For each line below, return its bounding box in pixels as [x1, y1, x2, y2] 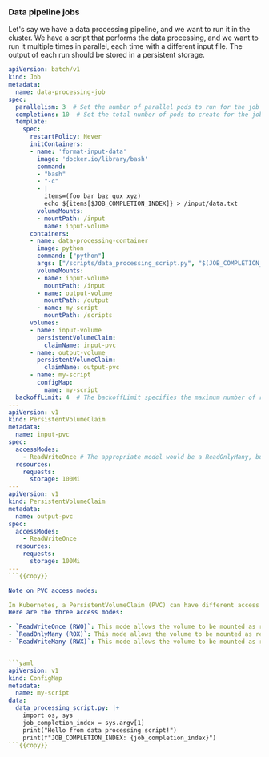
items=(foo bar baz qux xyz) [43, 192, 142, 200]
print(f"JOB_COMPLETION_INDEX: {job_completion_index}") [22, 734, 217, 742]
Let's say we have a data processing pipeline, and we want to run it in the [8, 25, 251, 34]
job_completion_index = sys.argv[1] [22, 719, 146, 727]
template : [15, 118, 48, 126]
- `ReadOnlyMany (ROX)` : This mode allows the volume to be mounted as [8, 630, 252, 638]
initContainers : [29, 140, 84, 148]
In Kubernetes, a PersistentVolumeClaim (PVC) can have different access [8, 601, 260, 609]
